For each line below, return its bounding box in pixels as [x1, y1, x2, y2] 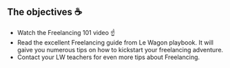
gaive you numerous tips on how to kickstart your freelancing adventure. [17, 45, 224, 54]
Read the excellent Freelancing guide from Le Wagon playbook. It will [17, 38, 213, 47]
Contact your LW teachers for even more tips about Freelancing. [17, 53, 200, 61]
